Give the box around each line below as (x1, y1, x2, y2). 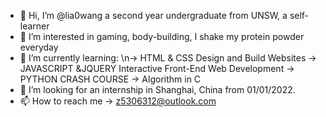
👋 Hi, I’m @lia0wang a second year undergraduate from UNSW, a (19, 10, 288, 21)
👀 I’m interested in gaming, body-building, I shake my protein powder (19, 31, 305, 42)
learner (19, 20, 50, 32)
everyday (19, 41, 59, 53)
